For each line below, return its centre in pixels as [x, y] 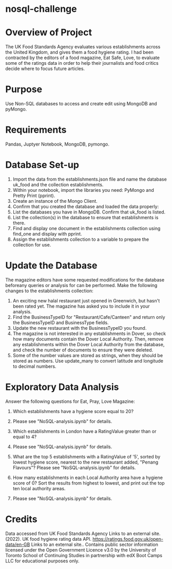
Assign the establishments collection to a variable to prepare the [81, 239]
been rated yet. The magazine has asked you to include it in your [81, 306]
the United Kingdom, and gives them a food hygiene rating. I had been [80, 52]
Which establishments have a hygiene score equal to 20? [73, 411]
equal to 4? [25, 437]
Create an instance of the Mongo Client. [55, 201]
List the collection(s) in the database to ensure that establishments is [85, 217]
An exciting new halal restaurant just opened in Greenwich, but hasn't [86, 300]
